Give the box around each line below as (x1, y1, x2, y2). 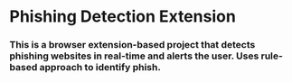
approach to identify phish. (39, 61, 161, 74)
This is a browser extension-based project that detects (9, 39, 256, 51)
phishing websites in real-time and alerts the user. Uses (9, 50, 259, 62)
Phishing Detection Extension (9, 6, 237, 27)
